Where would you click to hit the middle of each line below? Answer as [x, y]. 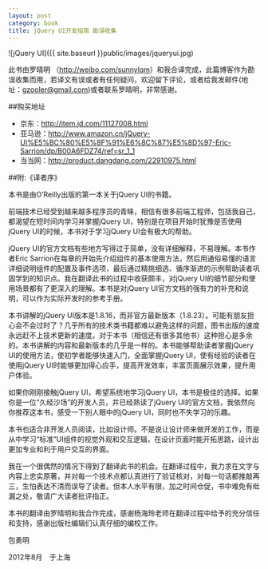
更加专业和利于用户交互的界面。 [61, 449]
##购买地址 [27, 107]
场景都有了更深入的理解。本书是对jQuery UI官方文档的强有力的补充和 [128, 288]
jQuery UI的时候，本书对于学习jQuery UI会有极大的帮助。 [102, 232]
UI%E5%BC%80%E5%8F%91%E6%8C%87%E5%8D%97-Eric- [126, 143]
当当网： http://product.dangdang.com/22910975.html [108, 161]
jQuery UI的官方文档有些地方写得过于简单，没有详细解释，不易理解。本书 [129, 249]
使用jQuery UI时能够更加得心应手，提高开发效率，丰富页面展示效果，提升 [129, 365]
